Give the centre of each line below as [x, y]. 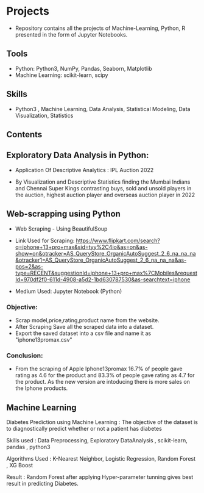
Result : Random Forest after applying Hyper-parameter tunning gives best [100, 477]
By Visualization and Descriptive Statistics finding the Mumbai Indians [103, 182]
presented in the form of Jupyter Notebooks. [71, 34]
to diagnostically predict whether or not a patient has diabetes [84, 428]
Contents [24, 135]
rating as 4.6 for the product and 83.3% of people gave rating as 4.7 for [105, 375]
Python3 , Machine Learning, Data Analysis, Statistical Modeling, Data [103, 109]
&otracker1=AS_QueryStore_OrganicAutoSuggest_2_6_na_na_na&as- [101, 260]
